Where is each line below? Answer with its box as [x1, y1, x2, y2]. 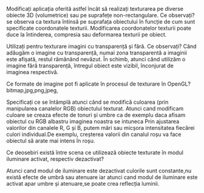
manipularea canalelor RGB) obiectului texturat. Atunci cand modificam [6, 105, 184, 112]
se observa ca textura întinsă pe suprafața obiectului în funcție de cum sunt [6, 18, 195, 25]
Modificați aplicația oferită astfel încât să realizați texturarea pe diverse [6, 5, 184, 12]
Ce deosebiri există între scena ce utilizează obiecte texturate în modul [6, 149, 184, 156]
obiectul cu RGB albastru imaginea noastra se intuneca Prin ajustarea [6, 118, 180, 125]
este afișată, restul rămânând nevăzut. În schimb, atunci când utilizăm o [6, 56, 186, 63]
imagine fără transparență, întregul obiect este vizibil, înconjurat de [6, 62, 174, 69]
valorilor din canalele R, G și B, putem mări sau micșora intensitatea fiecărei [6, 124, 195, 131]
